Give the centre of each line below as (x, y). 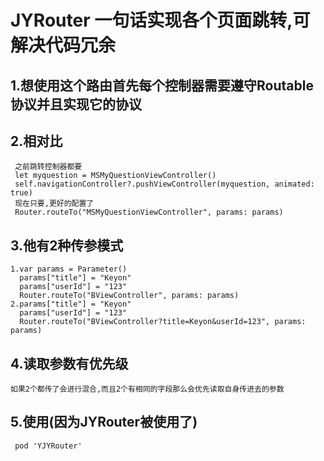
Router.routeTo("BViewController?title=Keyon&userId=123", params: (163, 322)
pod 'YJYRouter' (48, 446)
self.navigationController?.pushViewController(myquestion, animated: (164, 184)
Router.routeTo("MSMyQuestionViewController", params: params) (149, 212)
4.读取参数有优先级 (69, 363)
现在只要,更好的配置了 (54, 204)
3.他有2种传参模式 (67, 245)
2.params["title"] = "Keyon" (71, 304)
